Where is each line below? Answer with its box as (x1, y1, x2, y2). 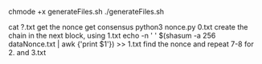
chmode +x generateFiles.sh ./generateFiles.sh (8, 7, 165, 16)
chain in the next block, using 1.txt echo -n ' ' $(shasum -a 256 (8, 31, 216, 40)
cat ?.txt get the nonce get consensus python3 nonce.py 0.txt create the (8, 22, 248, 31)
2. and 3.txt (8, 48, 47, 57)
